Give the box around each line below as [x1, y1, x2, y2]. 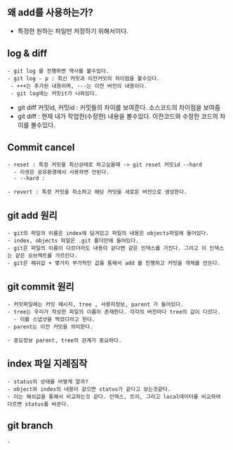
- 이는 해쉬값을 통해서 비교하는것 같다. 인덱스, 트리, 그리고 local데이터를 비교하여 [7, 393, 221, 400]
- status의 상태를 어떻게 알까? [7, 378, 89, 385]
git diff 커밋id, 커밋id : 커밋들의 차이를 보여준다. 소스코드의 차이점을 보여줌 [17, 103, 221, 111]
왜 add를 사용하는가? [7, 6, 93, 19]
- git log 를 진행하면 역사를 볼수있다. [7, 67, 109, 75]
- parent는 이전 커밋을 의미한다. [7, 323, 93, 330]
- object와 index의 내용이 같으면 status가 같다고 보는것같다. [7, 385, 171, 392]
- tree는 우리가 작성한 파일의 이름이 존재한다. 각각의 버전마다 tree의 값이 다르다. [7, 309, 221, 316]
